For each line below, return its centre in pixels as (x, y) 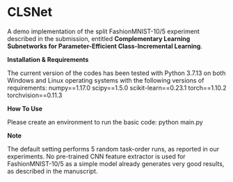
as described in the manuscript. (53, 171)
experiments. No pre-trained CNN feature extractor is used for (96, 156)
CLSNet (30, 12)
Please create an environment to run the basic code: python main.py (105, 122)
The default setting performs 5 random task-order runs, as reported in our (113, 149)
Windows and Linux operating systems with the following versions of (106, 80)
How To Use (25, 108)
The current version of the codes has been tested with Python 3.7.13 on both (116, 73)
